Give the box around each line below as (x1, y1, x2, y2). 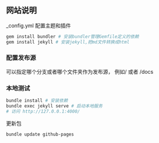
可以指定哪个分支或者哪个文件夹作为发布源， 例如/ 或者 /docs (6, 68, 154, 75)
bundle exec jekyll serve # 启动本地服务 (6, 103, 103, 109)
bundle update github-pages (6, 131, 75, 137)
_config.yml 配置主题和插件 (6, 22, 71, 29)
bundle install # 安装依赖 (6, 98, 68, 103)
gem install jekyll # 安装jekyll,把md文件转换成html (6, 39, 130, 45)
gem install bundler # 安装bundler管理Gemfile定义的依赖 (6, 34, 139, 40)
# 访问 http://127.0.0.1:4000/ (6, 108, 80, 115)
